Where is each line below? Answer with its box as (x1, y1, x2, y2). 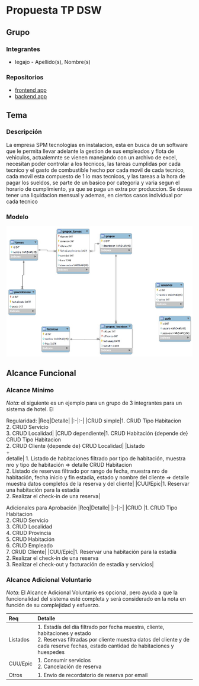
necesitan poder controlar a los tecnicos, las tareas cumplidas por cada (6, 160, 181, 167)
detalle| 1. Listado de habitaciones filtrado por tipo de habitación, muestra (6, 455, 186, 462)
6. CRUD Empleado (6, 542, 53, 549)
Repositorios (6, 73, 44, 81)
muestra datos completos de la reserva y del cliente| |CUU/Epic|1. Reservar (6, 480, 190, 488)
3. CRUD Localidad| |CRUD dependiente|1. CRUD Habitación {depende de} (6, 430, 188, 437)
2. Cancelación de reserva (37, 663, 102, 670)
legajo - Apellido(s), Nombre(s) (14, 58, 91, 65)
